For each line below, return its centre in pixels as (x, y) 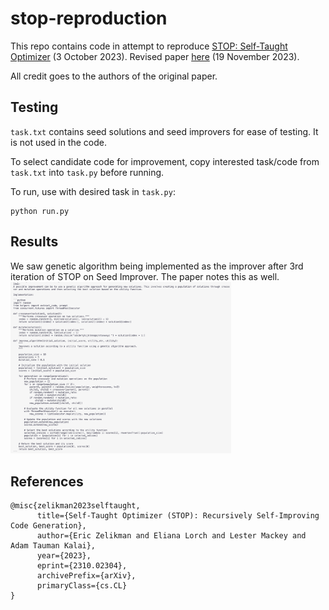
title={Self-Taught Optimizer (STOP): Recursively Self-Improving (178, 516)
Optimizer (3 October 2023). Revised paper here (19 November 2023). (155, 56)
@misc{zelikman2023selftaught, (75, 506)
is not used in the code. (58, 142)
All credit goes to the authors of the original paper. (114, 76)
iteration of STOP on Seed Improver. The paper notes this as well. (145, 276)
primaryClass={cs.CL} (82, 586)
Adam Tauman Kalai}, (53, 546)
